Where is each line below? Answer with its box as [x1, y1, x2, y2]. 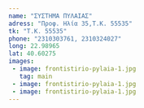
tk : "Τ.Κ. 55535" [8, 27, 68, 35]
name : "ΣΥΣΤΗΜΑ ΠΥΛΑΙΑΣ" [8, 11, 93, 20]
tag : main [19, 72, 53, 80]
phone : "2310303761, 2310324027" [8, 34, 122, 43]
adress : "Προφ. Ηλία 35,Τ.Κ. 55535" [8, 19, 133, 28]
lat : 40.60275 [8, 50, 57, 58]
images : [8, 58, 35, 66]
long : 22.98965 [8, 42, 60, 50]
